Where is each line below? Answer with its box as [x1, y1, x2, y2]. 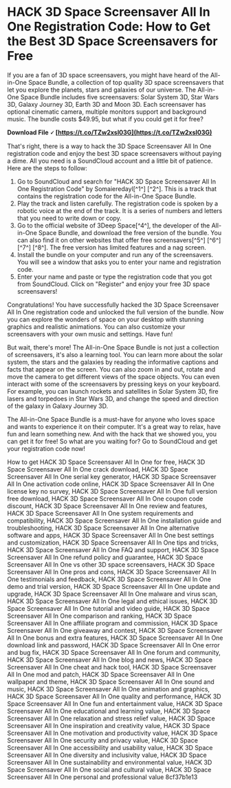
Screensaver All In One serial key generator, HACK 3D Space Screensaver [7, 472, 217, 481]
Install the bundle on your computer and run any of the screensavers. [16, 250, 214, 259]
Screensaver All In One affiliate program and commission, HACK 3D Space [7, 618, 218, 627]
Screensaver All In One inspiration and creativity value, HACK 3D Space [7, 721, 210, 729]
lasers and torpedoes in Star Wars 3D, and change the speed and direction [7, 394, 219, 403]
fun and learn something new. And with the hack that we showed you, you [7, 430, 217, 438]
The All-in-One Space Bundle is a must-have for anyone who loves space [7, 415, 215, 423]
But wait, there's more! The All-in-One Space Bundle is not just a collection [7, 343, 219, 352]
